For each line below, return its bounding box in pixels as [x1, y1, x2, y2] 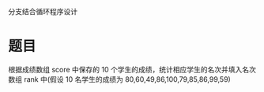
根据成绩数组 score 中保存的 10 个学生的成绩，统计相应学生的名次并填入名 [8, 64, 250, 74]
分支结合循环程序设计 [8, 7, 77, 16]
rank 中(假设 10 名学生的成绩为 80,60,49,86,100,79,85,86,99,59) [23, 74, 231, 84]
